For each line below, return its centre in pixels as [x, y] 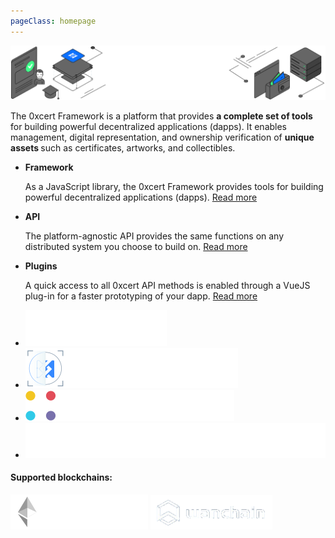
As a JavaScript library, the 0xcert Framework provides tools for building [174, 186]
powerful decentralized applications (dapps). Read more [141, 197]
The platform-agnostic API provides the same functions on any [154, 236]
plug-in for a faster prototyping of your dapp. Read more [141, 296]
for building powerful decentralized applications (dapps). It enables [149, 126]
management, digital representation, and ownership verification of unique [162, 137]
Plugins [41, 266]
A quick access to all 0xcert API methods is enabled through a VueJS [167, 285]
